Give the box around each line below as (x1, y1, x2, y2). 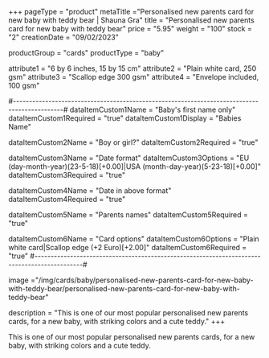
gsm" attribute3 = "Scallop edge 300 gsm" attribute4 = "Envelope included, (8, 72, 259, 81)
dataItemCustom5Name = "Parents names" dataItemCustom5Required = (8, 210, 249, 220)
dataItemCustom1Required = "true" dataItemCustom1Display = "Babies (8, 113, 242, 123)
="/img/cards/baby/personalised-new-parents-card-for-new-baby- (31, 275, 255, 285)
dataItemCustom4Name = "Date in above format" (8, 186, 172, 195)
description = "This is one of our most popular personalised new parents (8, 308, 249, 317)
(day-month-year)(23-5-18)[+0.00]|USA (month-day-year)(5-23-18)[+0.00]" (8, 162, 261, 171)
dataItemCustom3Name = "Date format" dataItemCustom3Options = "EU (8, 153, 250, 163)
